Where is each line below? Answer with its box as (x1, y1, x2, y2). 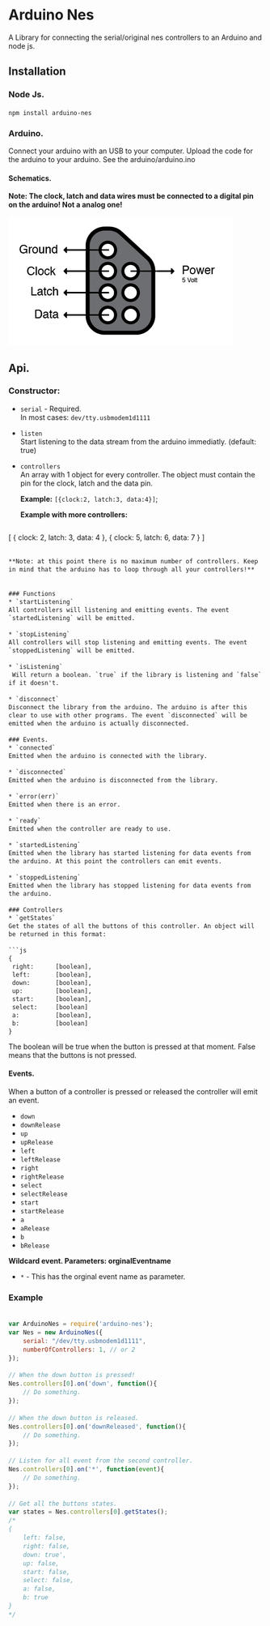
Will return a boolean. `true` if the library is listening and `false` (11, 670, 263, 678)
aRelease (19, 1225, 50, 1233)
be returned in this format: (8, 930, 107, 938)
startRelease (19, 1208, 65, 1216)
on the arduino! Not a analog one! (8, 200, 123, 210)
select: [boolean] (11, 1003, 89, 1011)
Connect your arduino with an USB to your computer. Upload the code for (8, 146, 253, 156)
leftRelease (19, 1156, 61, 1164)
